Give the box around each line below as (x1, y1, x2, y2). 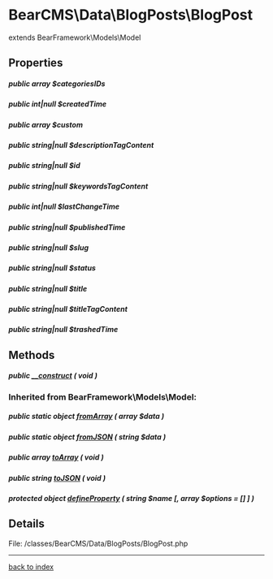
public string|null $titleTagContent (8, 305, 128, 314)
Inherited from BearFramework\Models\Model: (8, 391, 197, 403)
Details (8, 517, 45, 531)
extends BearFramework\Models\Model (8, 32, 141, 42)
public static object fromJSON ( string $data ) (8, 432, 167, 442)
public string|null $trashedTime (8, 325, 119, 335)
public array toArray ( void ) (8, 452, 104, 462)
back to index (8, 562, 54, 572)
